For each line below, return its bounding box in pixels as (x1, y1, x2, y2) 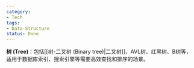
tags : (6, 20, 20, 26)
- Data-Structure (6, 25, 50, 32)
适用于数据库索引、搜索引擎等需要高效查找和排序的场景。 (6, 55, 149, 63)
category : (6, 8, 31, 15)
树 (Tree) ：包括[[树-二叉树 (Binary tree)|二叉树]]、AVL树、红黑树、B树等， (6, 48, 192, 55)
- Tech (6, 14, 23, 20)
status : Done (6, 31, 39, 37)
